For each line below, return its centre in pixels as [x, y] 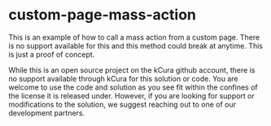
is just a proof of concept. [52, 54]
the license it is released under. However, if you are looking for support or [131, 95]
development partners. [47, 113]
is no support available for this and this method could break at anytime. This [135, 45]
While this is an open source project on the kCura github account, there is [132, 69]
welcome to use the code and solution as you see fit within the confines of [133, 87]
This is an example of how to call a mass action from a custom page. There [134, 37]
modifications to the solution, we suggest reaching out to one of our [122, 104]
